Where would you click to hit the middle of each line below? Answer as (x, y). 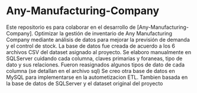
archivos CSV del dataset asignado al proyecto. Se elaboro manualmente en (98, 52)
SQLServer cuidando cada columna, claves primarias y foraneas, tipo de (94, 58)
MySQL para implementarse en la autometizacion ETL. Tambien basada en (97, 77)
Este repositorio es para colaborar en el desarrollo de (71, 27)
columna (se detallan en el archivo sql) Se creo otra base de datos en (91, 71)
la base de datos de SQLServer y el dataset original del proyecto (85, 83)
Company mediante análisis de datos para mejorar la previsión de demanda (98, 39)
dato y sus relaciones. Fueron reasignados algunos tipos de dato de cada (96, 64)
